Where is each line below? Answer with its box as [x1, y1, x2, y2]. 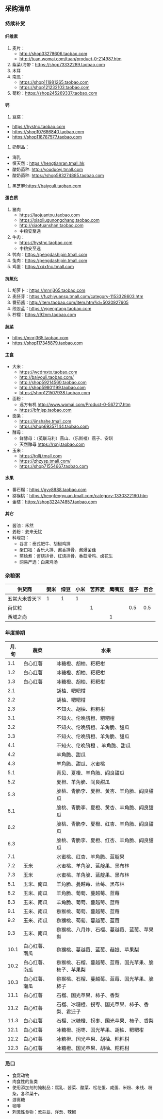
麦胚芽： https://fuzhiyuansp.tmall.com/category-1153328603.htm [12, 294, 144, 299]
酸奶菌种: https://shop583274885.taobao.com [12, 172, 104, 178]
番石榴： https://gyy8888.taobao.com [12, 487, 87, 492]
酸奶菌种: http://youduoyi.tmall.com [12, 166, 83, 172]
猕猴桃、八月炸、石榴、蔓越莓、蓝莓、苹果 [56, 926, 154, 933]
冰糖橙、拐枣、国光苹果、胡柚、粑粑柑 [56, 1026, 144, 1033]
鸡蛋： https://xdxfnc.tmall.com [12, 263, 74, 269]
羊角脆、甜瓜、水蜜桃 [56, 760, 105, 767]
